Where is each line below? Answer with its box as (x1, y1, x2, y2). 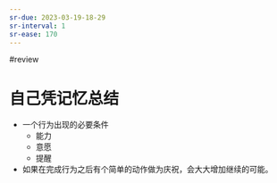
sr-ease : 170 (9, 29, 58, 38)
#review (9, 54, 39, 65)
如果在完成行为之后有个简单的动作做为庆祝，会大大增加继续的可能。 (21, 164, 273, 175)
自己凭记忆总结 (9, 88, 120, 108)
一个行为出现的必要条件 (21, 120, 109, 130)
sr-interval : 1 (9, 21, 66, 30)
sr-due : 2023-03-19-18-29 (9, 12, 105, 22)
